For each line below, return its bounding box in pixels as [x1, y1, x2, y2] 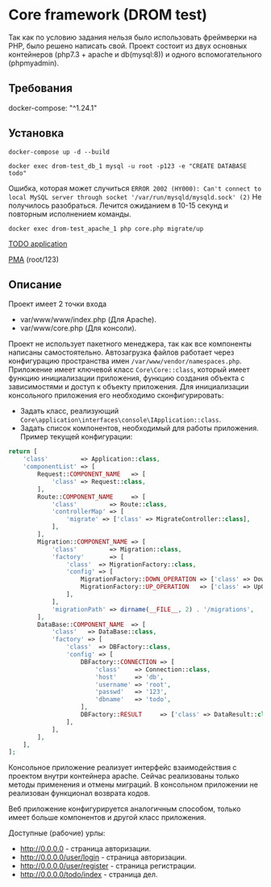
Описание [8, 277, 62, 292]
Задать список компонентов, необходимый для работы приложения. [19, 423, 260, 433]
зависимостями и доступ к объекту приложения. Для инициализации [8, 382, 249, 392]
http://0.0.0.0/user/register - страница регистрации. [19, 861, 197, 871]
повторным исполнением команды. [8, 208, 131, 219]
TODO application [8, 238, 68, 248]
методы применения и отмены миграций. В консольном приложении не [8, 780, 258, 789]
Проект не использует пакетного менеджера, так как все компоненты [8, 339, 252, 349]
